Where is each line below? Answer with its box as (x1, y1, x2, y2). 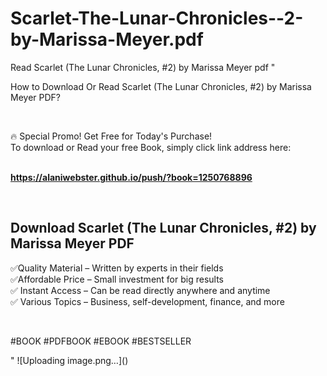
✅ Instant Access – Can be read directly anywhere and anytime (10, 284, 271, 296)
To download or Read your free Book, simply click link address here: (10, 141, 292, 153)
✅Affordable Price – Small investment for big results (10, 273, 224, 285)
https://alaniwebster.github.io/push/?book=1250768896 (10, 171, 253, 183)
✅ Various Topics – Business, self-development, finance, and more (10, 295, 285, 307)
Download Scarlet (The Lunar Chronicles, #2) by (10, 220, 317, 237)
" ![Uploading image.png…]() (10, 354, 129, 366)
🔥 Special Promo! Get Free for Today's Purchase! (10, 130, 213, 142)
